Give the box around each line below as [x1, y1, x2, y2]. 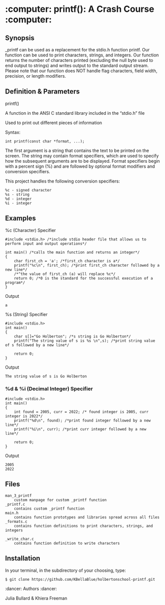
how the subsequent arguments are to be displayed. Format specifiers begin [5, 158, 160, 164]
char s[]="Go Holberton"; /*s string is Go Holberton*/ [14, 334, 132, 339]
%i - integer [5, 200, 32, 206]
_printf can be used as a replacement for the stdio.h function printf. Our [5, 47, 150, 52]
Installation [5, 554, 40, 562]
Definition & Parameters [5, 88, 80, 96]
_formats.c [5, 519, 28, 524]
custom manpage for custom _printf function [14, 497, 107, 503]
